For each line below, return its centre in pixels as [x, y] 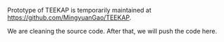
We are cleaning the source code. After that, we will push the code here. [112, 31]
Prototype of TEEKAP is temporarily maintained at [79, 10]
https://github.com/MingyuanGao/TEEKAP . [69, 17]
